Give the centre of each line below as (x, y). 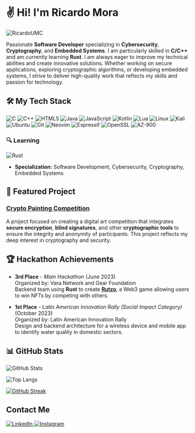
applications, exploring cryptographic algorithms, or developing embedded (97, 69)
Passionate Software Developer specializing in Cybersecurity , (83, 44)
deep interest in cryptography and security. (59, 240)
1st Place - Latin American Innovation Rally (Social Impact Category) (98, 307)
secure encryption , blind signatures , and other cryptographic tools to (92, 227)
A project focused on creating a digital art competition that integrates (90, 221)
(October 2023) (34, 313)
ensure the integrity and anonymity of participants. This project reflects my (97, 234)
